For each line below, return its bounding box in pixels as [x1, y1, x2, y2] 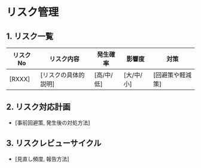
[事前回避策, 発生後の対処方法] [14, 119, 90, 126]
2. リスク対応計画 [6, 102, 71, 112]
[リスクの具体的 [39, 71, 85, 79]
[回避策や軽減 [153, 71, 192, 79]
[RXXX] [9, 75, 31, 83]
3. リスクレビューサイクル [6, 138, 102, 148]
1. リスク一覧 [6, 31, 54, 41]
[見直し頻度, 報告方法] [14, 155, 69, 162]
